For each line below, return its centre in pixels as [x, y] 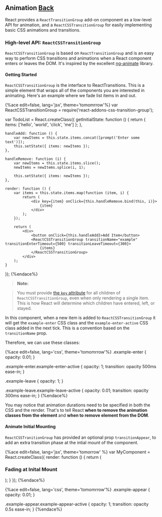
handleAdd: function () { [31, 134]
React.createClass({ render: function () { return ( [53, 457]
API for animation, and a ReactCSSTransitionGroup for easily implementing [78, 25]
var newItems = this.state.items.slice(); [57, 163]
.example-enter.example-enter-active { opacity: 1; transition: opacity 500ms [81, 367]
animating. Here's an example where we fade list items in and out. [71, 96]
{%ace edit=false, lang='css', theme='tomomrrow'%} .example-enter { [76, 352]
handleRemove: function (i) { [36, 159]
